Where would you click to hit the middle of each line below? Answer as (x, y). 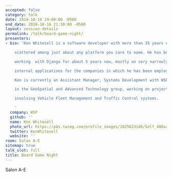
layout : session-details (32, 29)
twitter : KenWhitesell (34, 131)
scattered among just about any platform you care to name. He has (88, 52)
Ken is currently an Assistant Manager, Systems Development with (87, 80)
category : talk (21, 15)
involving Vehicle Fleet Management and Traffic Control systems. (87, 98)
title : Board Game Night (32, 155)
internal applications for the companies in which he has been (83, 71)
